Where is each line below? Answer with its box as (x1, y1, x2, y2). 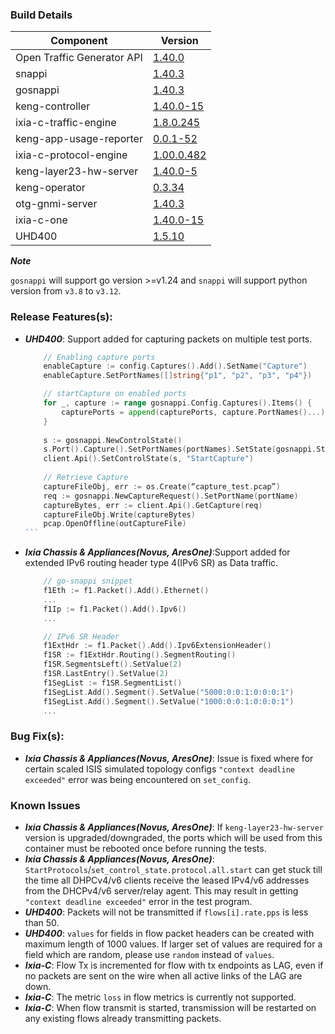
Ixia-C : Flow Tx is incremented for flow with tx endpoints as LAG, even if (24, 959, 324, 972)
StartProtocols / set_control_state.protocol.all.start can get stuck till (24, 864, 323, 876)
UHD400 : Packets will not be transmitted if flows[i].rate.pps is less (24, 906, 309, 918)
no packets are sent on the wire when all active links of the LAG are (24, 970, 303, 982)
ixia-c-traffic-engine (15, 116, 117, 130)
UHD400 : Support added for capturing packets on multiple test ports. (24, 333, 313, 345)
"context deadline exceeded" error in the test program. (24, 896, 253, 908)
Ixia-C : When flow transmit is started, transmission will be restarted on (24, 1002, 317, 1014)
